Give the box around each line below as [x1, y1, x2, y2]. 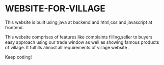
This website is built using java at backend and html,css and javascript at [5, 19, 153, 25]
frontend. [5, 24, 24, 30]
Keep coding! [5, 54, 32, 60]
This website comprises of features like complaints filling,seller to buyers [5, 34, 153, 40]
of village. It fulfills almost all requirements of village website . [5, 44, 130, 50]
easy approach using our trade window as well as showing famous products [5, 39, 160, 45]
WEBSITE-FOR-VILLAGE [5, 3, 106, 14]
